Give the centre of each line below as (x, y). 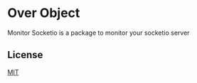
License (25, 55)
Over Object (44, 13)
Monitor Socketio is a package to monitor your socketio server (98, 33)
